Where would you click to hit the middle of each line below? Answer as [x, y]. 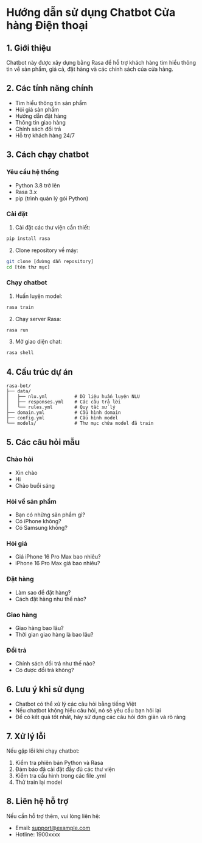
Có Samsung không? [41, 528]
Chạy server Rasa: [38, 319]
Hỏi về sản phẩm [31, 501]
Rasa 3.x [26, 192]
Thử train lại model [39, 782]
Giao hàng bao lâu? [39, 628]
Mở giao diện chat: [38, 342]
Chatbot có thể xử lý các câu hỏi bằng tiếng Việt [76, 704]
